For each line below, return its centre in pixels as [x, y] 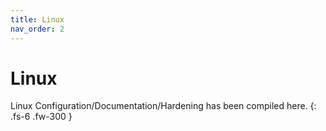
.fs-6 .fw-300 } [41, 117]
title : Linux [37, 19]
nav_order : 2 [37, 29]
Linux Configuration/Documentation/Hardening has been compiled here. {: [163, 106]
